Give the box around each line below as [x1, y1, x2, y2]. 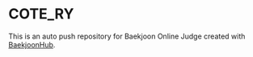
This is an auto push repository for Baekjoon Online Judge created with [8, 31, 246, 41]
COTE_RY [8, 5, 74, 23]
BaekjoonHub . [8, 39, 56, 49]
